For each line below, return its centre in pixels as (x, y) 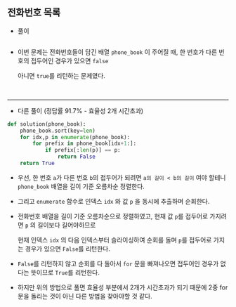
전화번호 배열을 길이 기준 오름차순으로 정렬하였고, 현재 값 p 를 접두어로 (113, 216)
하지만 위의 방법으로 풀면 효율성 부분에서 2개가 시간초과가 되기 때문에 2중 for (123, 287)
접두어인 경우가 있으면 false (70, 60)
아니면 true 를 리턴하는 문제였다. (61, 75)
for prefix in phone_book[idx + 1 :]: (85, 144)
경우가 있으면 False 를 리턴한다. (67, 249)
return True (37, 164)
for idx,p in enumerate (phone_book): (75, 137)
